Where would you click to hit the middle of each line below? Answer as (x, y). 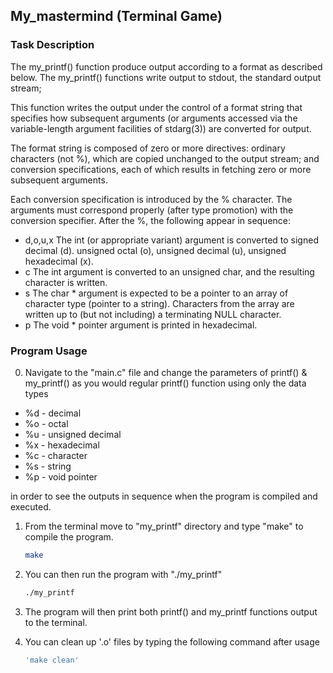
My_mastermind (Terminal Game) (116, 16)
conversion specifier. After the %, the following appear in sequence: (151, 220)
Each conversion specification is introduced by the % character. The (151, 199)
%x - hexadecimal (62, 445)
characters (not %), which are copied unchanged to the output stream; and (165, 158)
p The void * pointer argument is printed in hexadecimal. (141, 325)
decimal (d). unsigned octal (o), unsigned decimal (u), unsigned (155, 250)
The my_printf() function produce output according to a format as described (166, 66)
